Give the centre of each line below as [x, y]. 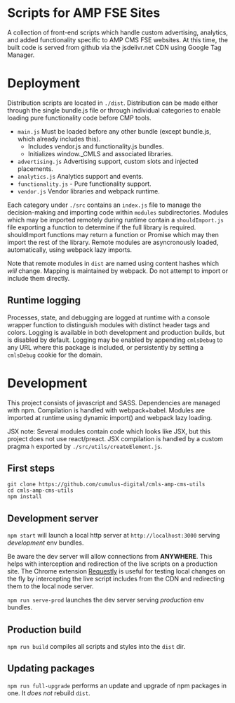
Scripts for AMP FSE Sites [84, 13]
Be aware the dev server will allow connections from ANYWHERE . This [110, 557]
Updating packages [51, 669]
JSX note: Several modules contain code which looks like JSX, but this [109, 431]
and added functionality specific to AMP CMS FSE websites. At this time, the [117, 39]
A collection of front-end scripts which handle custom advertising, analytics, [117, 32]
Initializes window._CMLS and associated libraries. [100, 153]
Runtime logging [44, 300]
